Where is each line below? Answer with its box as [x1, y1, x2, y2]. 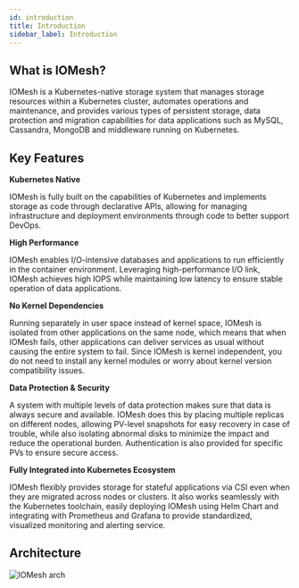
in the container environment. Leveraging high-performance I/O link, [9, 265, 261, 274]
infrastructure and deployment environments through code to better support [9, 211, 290, 221]
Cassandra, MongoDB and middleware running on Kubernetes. [9, 124, 240, 135]
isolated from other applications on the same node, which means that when [9, 327, 287, 338]
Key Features [9, 150, 85, 165]
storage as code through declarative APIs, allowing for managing [9, 201, 248, 211]
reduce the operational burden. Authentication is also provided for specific [9, 438, 284, 448]
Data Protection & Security [9, 382, 110, 393]
